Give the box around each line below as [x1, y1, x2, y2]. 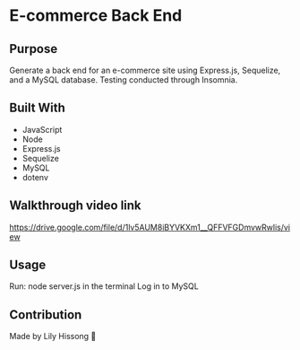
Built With [9, 101, 65, 116]
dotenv [21, 171, 49, 182]
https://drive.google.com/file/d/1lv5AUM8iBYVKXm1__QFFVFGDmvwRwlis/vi [9, 222, 291, 232]
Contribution [9, 307, 82, 322]
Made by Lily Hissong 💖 [9, 331, 97, 342]
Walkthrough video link [9, 198, 141, 214]
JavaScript [21, 124, 63, 135]
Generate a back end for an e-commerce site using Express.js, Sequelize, [9, 65, 281, 75]
